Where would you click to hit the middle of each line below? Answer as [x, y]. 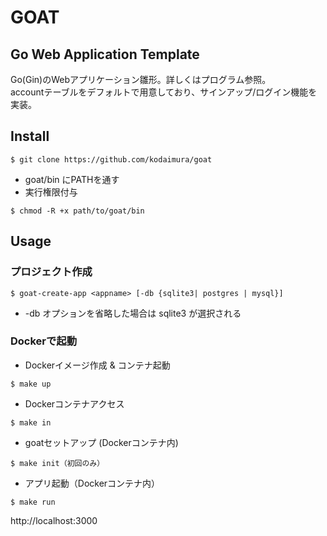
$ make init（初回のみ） [57, 463]
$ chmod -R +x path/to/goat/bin [77, 211]
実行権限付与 [51, 192]
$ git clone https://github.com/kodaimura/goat [111, 159]
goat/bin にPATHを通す [72, 179]
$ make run [33, 502]
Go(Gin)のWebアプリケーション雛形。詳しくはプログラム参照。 [141, 79]
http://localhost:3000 [54, 520]
